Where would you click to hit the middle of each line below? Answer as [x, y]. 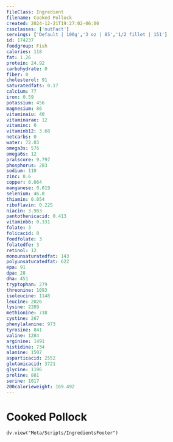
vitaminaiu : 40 [26, 114]
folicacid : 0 [23, 233]
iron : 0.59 [20, 97]
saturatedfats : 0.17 [33, 86]
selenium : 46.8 [26, 194]
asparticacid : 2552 [31, 358]
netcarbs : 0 [21, 137]
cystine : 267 [23, 319]
